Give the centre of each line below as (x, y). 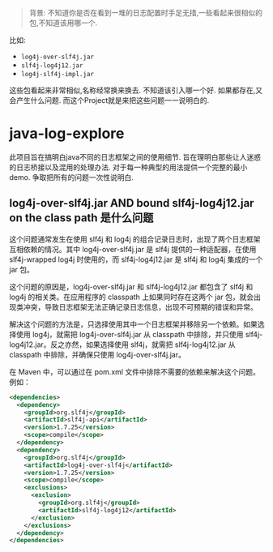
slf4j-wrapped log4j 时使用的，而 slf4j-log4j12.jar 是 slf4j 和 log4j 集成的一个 (136, 259)
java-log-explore (67, 134)
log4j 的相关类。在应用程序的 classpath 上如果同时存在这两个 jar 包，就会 (132, 297)
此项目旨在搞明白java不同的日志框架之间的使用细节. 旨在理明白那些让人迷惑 (135, 156)
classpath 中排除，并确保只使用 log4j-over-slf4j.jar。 (97, 354)
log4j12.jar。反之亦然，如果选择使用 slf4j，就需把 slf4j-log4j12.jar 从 (122, 344)
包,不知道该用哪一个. (63, 23)
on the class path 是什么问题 (81, 218)
